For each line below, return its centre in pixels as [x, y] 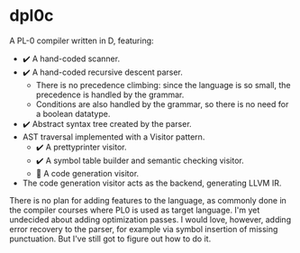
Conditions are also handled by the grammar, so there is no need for [162, 104]
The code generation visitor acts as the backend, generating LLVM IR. [152, 183]
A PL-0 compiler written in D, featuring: [82, 41]
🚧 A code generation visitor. [87, 173]
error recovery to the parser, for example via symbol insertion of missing [144, 229]
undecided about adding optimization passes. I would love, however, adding [150, 219]
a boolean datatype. [73, 113]
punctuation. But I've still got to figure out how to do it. [110, 239]
